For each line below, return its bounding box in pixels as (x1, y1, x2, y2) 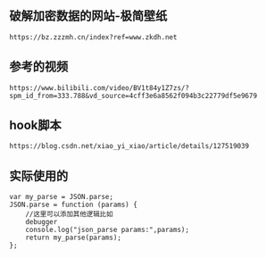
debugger (25, 218, 58, 227)
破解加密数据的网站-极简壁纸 (9, 8, 168, 24)
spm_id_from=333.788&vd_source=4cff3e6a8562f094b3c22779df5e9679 (9, 91, 257, 100)
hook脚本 (9, 118, 62, 133)
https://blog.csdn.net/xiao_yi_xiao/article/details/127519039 (9, 142, 250, 151)
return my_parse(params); (25, 233, 122, 243)
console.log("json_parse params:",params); (25, 226, 190, 235)
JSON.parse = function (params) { (9, 200, 138, 210)
